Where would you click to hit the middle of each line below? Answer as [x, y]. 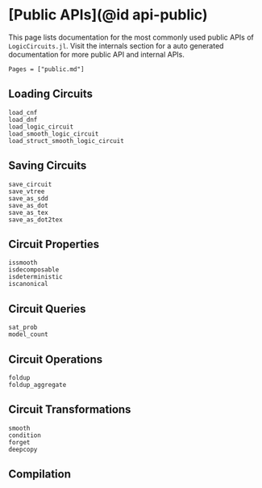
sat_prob [23, 328]
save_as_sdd [28, 198]
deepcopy [23, 449]
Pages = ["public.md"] [46, 69]
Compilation [40, 474]
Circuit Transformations [70, 410]
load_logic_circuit [41, 127]
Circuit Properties [54, 244]
